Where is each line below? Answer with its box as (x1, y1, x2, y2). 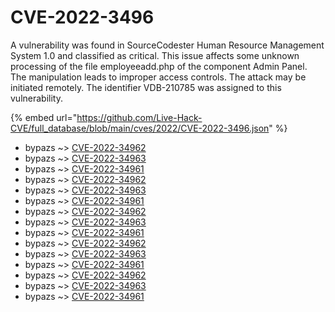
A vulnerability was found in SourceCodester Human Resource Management (10, 39, 325, 51)
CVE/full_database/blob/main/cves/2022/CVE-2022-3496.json (10, 122, 270, 134)
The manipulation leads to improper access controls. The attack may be (10, 71, 307, 83)
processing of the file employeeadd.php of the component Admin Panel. (10, 60, 308, 72)
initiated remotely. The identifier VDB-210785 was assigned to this (10, 81, 282, 93)
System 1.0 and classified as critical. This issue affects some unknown (10, 49, 300, 61)
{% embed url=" (10, 111, 78, 123)
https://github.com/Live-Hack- (76, 111, 203, 123)
